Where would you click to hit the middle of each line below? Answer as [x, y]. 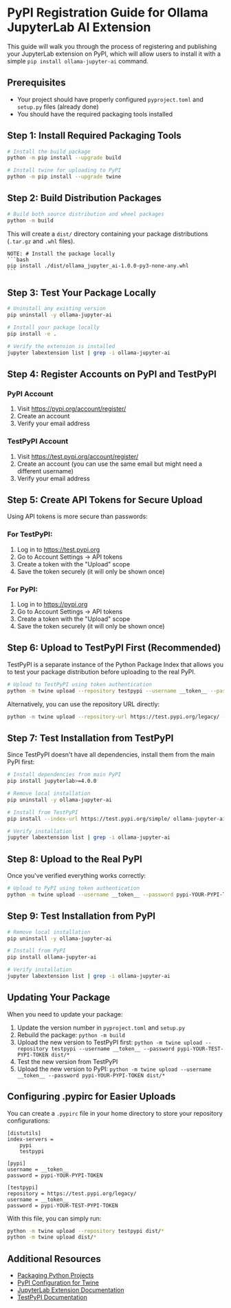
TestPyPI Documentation [52, 1298]
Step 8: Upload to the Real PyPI [75, 859]
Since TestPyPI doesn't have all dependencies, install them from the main [111, 755]
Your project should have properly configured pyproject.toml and [110, 99]
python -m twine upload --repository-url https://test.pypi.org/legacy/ [113, 717]
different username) [45, 471]
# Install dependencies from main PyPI [64, 775]
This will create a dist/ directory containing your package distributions [108, 234]
